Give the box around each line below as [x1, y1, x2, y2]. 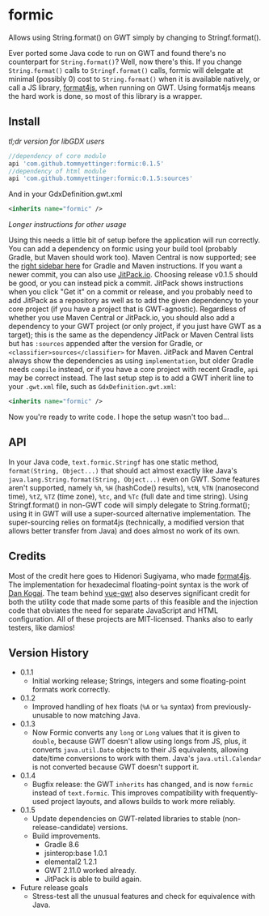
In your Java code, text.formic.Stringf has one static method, [8, 456, 220, 467]
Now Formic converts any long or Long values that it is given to [32, 728, 241, 738]
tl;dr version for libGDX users [8, 136, 105, 146]
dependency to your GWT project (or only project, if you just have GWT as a [8, 322, 262, 332]
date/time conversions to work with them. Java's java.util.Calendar [32, 754, 262, 764]
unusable [32, 711, 63, 721]
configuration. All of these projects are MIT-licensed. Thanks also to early [8, 614, 253, 623]
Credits [8, 550, 47, 563]
